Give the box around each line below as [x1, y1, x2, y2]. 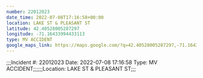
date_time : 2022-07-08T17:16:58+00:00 [6, 14, 104, 20]
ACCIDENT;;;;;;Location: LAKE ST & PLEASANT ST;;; [6, 65, 136, 72]
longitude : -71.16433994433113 [6, 31, 85, 37]
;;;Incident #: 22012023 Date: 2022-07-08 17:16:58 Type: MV [6, 58, 158, 66]
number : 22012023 [6, 8, 50, 15]
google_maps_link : [6, 43, 53, 49]
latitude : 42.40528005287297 [6, 25, 80, 32]
